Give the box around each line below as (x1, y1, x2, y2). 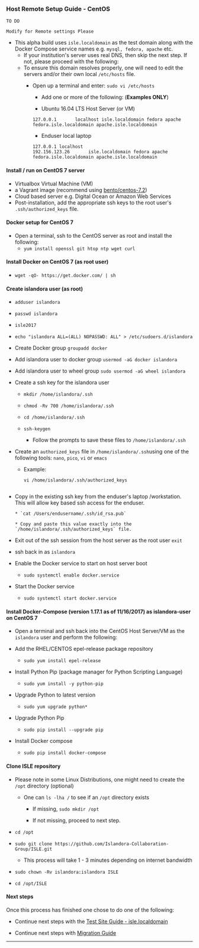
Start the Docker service (14, 583, 75, 590)
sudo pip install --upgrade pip (23, 727, 104, 733)
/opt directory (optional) (14, 782, 74, 789)
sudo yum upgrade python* (23, 704, 88, 710)
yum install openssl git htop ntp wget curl (23, 245, 136, 251)
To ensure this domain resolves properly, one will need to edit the (23, 64, 184, 71)
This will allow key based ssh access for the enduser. (14, 499, 145, 506)
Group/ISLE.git (14, 846, 53, 852)
